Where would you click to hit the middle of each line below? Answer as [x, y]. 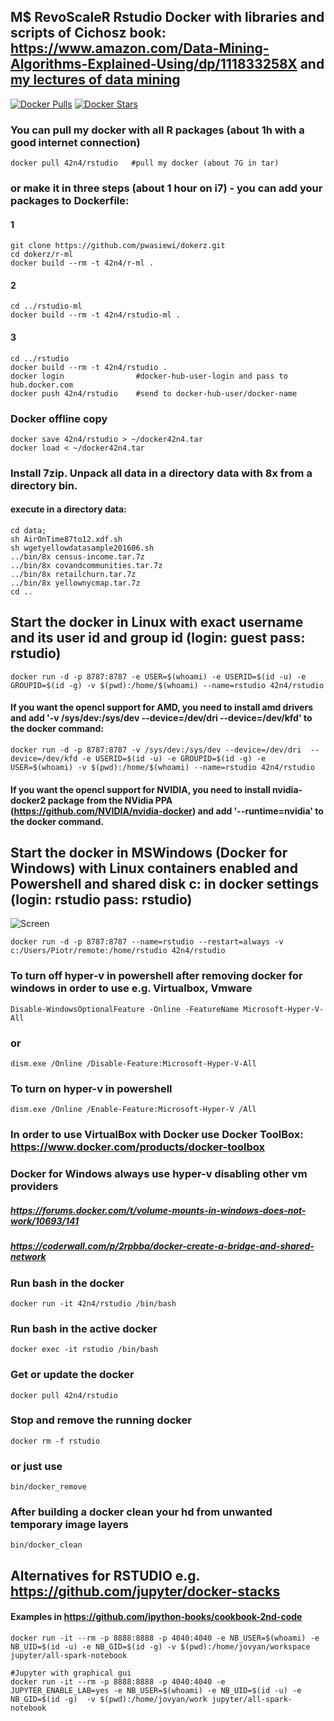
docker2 [28, 800]
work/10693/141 [44, 1221]
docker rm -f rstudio [55, 1441]
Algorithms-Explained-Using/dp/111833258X [154, 64]
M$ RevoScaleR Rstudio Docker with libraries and [167, 17]
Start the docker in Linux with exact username [157, 622]
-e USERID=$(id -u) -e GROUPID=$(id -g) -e [174, 759]
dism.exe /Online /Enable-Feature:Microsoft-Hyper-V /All [133, 1110]
